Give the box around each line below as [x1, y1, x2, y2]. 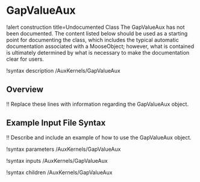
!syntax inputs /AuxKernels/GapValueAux [6, 157, 108, 164]
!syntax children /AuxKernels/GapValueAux [6, 169, 113, 176]
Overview [6, 85, 44, 95]
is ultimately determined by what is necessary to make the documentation [6, 49, 190, 56]
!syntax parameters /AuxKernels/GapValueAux [6, 145, 121, 153]
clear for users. [6, 55, 44, 62]
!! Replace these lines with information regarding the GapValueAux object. [6, 100, 189, 108]
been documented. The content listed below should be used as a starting [6, 29, 188, 37]
